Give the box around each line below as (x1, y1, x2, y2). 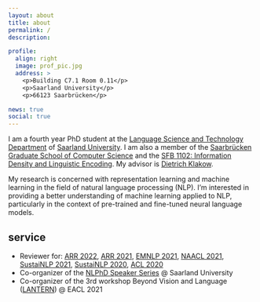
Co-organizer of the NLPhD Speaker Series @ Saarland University (19, 267, 233, 277)
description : (8, 33, 51, 42)
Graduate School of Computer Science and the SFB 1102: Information (8, 151, 232, 161)
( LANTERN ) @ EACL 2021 (19, 284, 103, 294)
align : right (15, 55, 58, 63)
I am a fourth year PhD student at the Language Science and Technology (8, 134, 244, 144)
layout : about (8, 11, 55, 20)
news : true (8, 105, 44, 114)
